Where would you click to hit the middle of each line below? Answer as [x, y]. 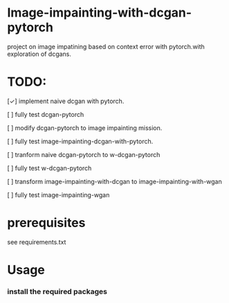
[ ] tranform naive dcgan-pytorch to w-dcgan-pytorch [84, 154]
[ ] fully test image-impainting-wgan [58, 194]
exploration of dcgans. [39, 54]
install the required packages [57, 291]
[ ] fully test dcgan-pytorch [46, 114]
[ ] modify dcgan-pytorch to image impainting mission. [85, 128]
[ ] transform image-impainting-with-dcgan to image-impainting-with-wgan [115, 181]
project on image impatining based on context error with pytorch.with [106, 46]
